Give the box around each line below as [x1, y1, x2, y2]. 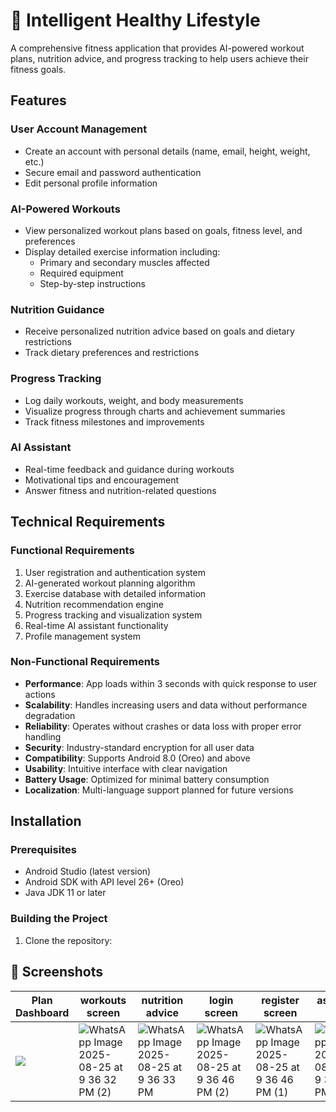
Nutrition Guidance [10, 302, 105, 316]
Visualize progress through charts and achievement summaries [24, 405, 286, 417]
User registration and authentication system [24, 566, 206, 578]
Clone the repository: [24, 934, 113, 946]
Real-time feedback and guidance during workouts [24, 463, 235, 475]
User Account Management [10, 122, 148, 136]
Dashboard [15, 1005, 70, 1019]
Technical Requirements [10, 514, 166, 531]
